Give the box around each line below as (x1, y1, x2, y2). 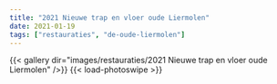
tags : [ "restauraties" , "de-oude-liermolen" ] (9, 30, 185, 39)
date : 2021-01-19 (9, 22, 76, 31)
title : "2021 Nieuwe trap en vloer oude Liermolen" (9, 13, 210, 23)
